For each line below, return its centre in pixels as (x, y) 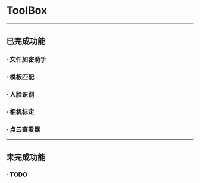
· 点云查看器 (23, 129)
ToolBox (27, 10)
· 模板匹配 (20, 77)
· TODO (17, 175)
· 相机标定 (20, 112)
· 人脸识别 (20, 95)
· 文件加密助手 (26, 60)
